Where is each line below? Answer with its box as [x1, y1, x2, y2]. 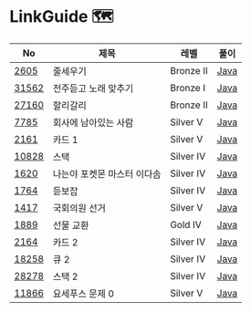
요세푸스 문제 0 [52, 287, 115, 300]
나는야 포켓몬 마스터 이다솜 [52, 167, 162, 180]
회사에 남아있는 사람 [52, 116, 134, 129]
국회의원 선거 [52, 202, 107, 214]
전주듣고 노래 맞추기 [52, 82, 134, 95]
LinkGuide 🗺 [9, 6, 114, 27]
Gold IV [170, 218, 203, 231]
